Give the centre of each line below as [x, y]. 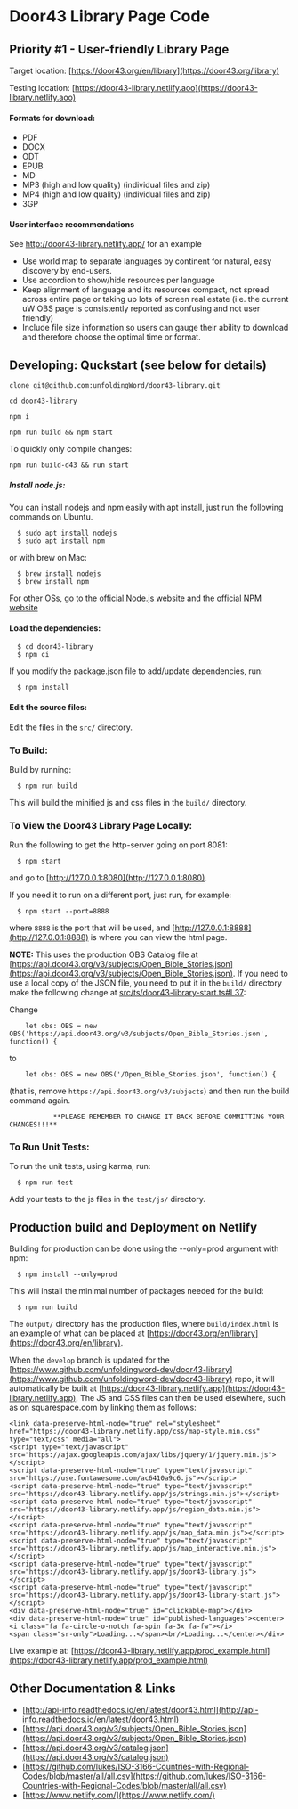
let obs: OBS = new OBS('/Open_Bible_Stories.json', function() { [151, 1075]
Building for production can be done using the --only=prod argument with [144, 1248]
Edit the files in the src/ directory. [71, 727]
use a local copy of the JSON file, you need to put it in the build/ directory [146, 983]
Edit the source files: [48, 707]
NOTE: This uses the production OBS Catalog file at [104, 954]
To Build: [29, 750]
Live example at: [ [42, 1651]
